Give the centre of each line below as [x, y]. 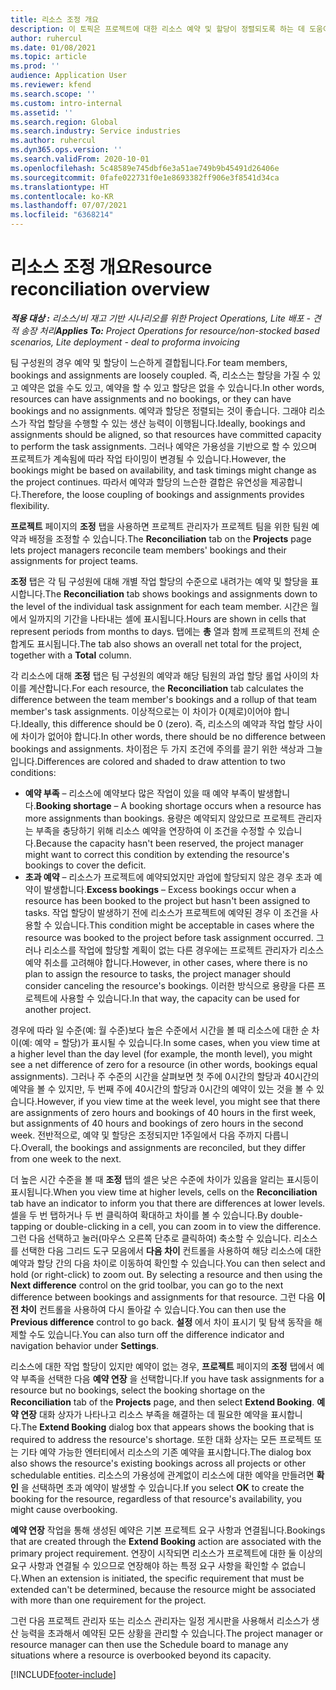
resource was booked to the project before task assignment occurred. [169, 937]
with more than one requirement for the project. [108, 1600]
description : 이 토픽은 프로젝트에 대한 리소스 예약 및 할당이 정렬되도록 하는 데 [157, 29]
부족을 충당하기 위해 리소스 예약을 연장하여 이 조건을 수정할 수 [155, 830]
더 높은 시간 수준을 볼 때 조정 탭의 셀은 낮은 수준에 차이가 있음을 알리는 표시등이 [165, 1179]
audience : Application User [69, 76]
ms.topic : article [48, 57]
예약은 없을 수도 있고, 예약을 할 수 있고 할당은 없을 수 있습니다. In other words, [172, 387]
